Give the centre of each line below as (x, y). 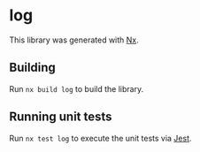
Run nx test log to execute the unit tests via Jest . (100, 138)
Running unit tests (61, 117)
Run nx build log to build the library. (77, 88)
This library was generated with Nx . (74, 40)
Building (32, 68)
